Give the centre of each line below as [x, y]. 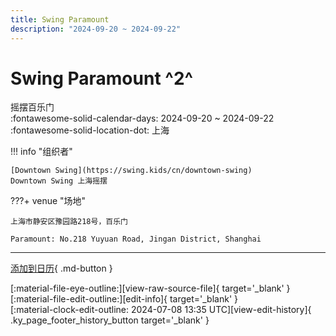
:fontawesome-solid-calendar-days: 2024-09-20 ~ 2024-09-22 [142, 118]
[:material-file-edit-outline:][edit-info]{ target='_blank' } [124, 299]
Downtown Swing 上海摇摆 [59, 181]
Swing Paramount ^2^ [102, 78]
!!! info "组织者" [41, 152]
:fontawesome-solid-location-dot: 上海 [90, 130]
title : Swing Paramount [60, 19]
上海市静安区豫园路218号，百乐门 [69, 222]
